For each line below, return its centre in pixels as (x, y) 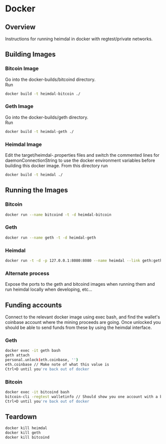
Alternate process (27, 273)
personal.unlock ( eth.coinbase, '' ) (42, 360)
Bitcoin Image (22, 68)
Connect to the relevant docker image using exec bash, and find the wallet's (83, 317)
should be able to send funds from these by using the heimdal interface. (79, 327)
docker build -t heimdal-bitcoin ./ (43, 94)
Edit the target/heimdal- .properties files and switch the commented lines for (82, 155)
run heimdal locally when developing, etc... (49, 289)
